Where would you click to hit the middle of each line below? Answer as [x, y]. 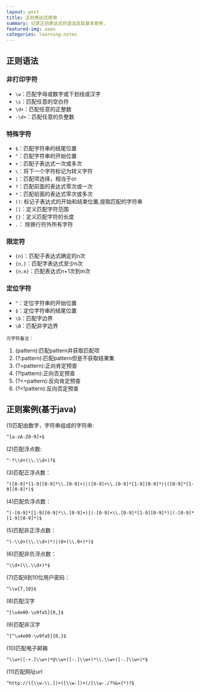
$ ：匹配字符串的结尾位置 [46, 148]
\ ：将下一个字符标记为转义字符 [54, 171]
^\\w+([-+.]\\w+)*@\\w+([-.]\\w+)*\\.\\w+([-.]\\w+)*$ [77, 659]
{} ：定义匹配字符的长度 [45, 217]
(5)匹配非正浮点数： [31, 530]
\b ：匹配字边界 [34, 318]
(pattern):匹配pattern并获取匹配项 [57, 350]
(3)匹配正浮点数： [29, 472]
